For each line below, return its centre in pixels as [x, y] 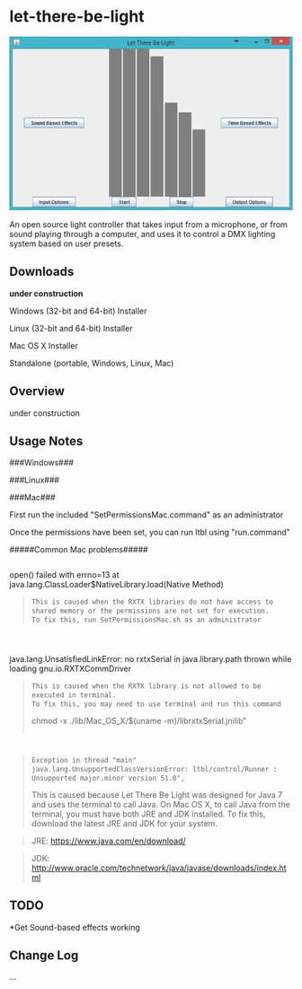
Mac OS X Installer [44, 345]
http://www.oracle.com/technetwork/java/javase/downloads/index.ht [159, 868]
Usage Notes [46, 441]
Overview [37, 391]
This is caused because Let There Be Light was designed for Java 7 [157, 795]
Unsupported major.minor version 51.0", [108, 778]
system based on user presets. [67, 243]
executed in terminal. [74, 695]
